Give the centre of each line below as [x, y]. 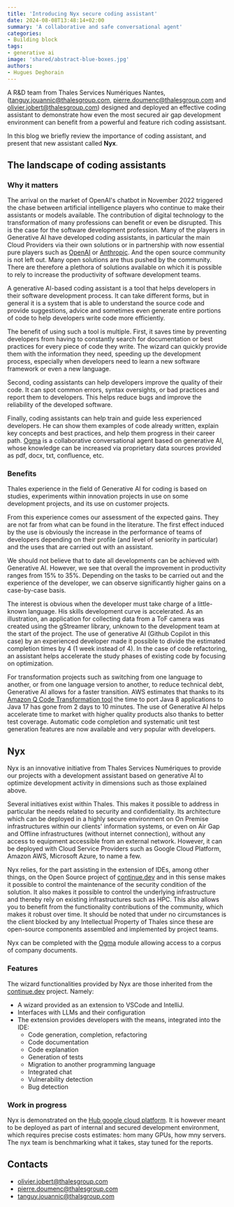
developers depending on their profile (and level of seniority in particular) [113, 539]
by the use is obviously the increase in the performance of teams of [105, 532]
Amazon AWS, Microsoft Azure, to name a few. [74, 856]
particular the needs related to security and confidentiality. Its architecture [114, 812]
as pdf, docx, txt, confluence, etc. [56, 455]
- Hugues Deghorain [36, 72]
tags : [15, 46]
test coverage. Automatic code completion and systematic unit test [104, 722]
